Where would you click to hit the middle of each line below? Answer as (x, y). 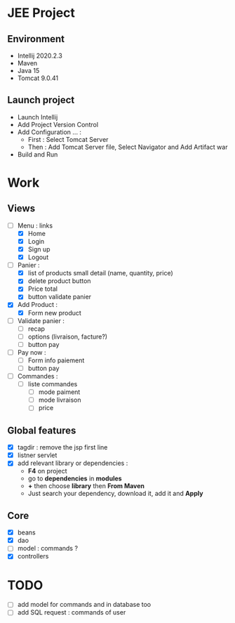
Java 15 (28, 71)
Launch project (41, 100)
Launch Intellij (38, 117)
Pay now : (32, 352)
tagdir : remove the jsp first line (62, 447)
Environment (36, 39)
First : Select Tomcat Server (68, 139)
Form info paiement (56, 360)
